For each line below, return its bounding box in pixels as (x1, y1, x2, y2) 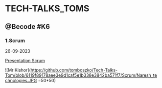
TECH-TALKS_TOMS (5, 3, 90, 14)
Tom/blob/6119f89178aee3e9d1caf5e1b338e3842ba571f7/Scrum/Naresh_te (5, 72, 158, 78)
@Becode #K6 (5, 22, 50, 31)
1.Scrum (5, 37, 25, 44)
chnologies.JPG (5, 77, 37, 83)
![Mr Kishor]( (5, 67, 31, 73)
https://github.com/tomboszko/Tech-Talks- (30, 67, 118, 73)
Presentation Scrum (5, 57, 45, 64)
